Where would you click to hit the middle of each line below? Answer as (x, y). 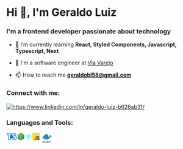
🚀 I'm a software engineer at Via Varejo (64, 63)
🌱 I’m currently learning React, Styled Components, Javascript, (96, 44)
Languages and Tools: (40, 123)
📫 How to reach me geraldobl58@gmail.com (73, 75)
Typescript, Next (37, 51)
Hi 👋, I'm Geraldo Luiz (62, 12)
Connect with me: (33, 93)
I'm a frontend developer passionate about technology (89, 32)
